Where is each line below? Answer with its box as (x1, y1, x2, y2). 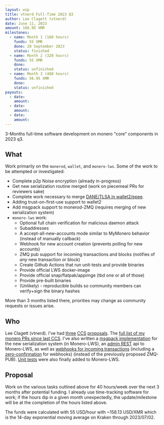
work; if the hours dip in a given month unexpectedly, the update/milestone (5, 394, 157, 400)
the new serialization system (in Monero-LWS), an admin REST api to (5, 341, 145, 347)
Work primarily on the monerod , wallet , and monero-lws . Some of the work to (5, 163, 158, 169)
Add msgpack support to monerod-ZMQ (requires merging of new (12, 204, 146, 210)
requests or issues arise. (5, 303, 55, 309)
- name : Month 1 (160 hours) (9, 35, 69, 40)
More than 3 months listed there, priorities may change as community (5, 298, 146, 304)
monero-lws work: (12, 215, 48, 221)
